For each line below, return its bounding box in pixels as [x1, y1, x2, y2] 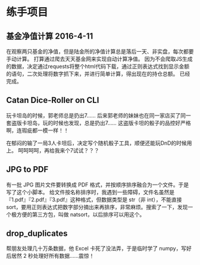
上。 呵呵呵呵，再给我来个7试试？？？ [6, 146, 99, 154]
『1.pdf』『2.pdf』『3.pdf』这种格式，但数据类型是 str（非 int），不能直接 [6, 196, 182, 203]
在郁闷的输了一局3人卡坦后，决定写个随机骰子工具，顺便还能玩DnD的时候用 [6, 139, 192, 146]
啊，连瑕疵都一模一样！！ [6, 126, 69, 134]
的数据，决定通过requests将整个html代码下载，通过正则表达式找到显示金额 [6, 63, 189, 70]
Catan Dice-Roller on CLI [6, 95, 99, 105]
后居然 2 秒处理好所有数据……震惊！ [6, 252, 95, 260]
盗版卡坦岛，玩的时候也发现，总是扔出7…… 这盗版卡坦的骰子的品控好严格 [11, 119, 192, 126]
